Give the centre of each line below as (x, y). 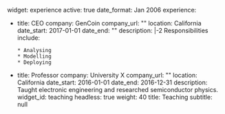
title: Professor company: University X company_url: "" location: (107, 75)
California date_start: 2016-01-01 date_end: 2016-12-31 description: (112, 82)
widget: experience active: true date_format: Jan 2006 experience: (102, 10)
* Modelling (34, 56)
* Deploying (34, 62)
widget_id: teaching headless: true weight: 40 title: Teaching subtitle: (115, 97)
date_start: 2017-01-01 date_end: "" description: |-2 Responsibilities (112, 31)
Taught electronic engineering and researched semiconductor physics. (118, 90)
